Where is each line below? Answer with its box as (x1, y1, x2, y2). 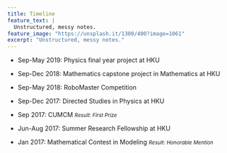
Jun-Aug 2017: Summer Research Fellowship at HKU (17, 124, 171, 133)
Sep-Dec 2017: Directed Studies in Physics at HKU (17, 97, 165, 106)
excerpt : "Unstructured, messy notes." (7, 37, 125, 44)
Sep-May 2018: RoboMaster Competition (17, 83, 136, 92)
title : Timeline (7, 10, 55, 18)
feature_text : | (7, 17, 55, 24)
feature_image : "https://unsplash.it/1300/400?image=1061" (7, 30, 185, 37)
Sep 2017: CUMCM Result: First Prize (17, 111, 117, 119)
